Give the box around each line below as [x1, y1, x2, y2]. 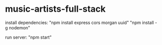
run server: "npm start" [5, 34, 52, 40]
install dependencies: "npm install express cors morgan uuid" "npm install [5, 20, 154, 25]
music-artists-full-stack [5, 3, 106, 15]
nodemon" [9, 24, 30, 30]
